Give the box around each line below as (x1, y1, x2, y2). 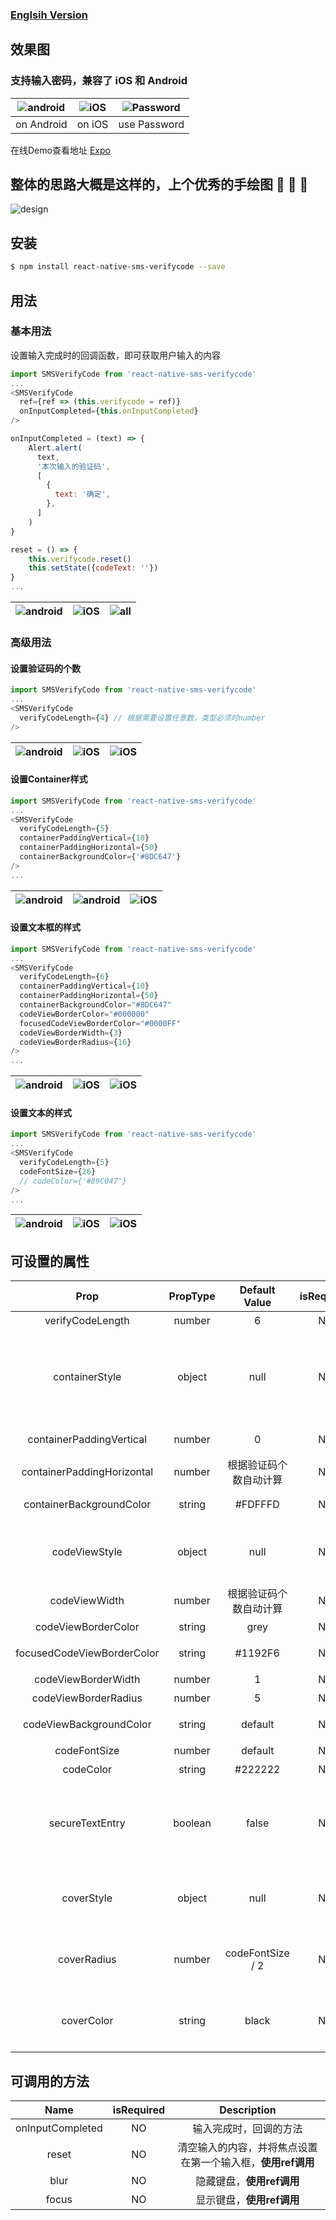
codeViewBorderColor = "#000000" (19, 1009, 150, 1019)
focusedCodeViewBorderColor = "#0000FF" (19, 1018, 182, 1028)
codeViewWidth (49, 1594, 125, 1608)
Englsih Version (10, 8, 88, 22)
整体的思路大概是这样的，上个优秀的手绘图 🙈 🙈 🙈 (10, 176, 309, 193)
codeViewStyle (51, 1545, 123, 1559)
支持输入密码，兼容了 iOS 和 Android (10, 74, 188, 88)
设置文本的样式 (10, 1106, 72, 1118)
